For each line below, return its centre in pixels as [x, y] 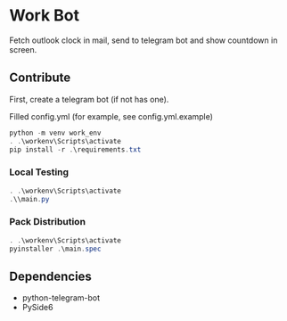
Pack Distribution [48, 222]
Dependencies [50, 276]
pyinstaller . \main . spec [55, 249]
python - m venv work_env [55, 133]
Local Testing [39, 172]
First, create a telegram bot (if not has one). [89, 99]
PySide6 [37, 308]
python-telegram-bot [61, 298]
